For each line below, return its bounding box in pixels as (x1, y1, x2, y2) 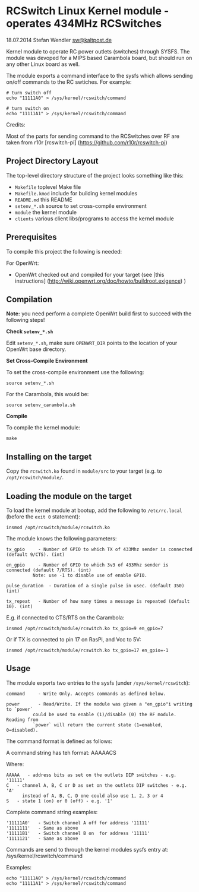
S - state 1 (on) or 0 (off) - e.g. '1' (6, 798, 113, 804)
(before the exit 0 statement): (6, 513, 80, 520)
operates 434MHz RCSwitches (6, 17, 162, 30)
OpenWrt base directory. (6, 346, 67, 353)
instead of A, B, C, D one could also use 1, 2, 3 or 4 (21, 793, 163, 799)
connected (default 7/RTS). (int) (6, 567, 92, 573)
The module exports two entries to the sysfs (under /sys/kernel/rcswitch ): (6, 679, 190, 687)
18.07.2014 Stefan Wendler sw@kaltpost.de (6, 36, 112, 43)
